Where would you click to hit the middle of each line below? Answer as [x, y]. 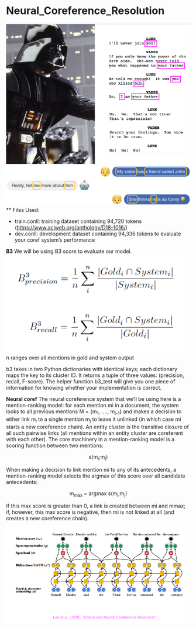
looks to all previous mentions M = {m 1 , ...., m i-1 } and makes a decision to [94, 412]
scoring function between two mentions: [55, 445]
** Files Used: [23, 210]
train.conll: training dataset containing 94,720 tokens [78, 221]
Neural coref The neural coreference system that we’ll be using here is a [94, 399]
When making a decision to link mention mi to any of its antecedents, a [91, 469]
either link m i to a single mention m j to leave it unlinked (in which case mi [94, 420]
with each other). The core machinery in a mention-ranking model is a [90, 439]
